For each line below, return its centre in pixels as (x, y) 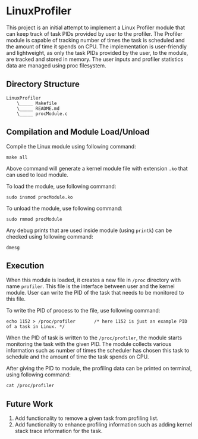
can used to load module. (37, 175)
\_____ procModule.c (42, 114)
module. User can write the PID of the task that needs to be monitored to (95, 293)
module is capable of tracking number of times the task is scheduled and (96, 40)
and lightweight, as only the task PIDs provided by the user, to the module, (97, 52)
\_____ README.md (38, 109)
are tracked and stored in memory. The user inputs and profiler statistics (95, 59)
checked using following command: (50, 236)
